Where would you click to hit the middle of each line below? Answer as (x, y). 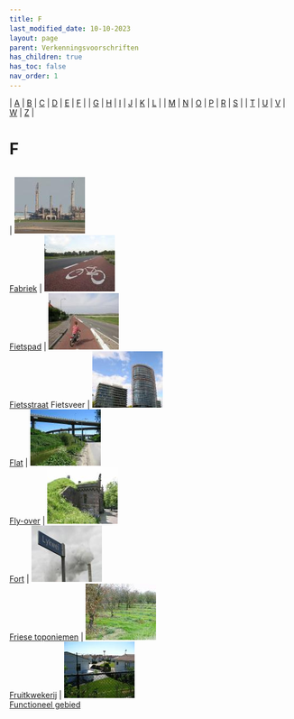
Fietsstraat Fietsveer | (50, 404)
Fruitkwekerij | (36, 695)
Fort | (19, 578)
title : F (26, 19)
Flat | (19, 462)
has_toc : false (38, 67)
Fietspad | (28, 346)
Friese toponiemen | (46, 637)
